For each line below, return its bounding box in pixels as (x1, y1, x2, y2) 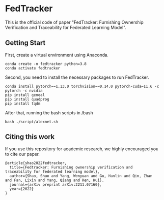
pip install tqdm (5, 101, 41, 106)
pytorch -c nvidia (5, 88, 43, 93)
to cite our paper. (5, 151, 40, 157)
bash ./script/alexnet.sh (5, 119, 58, 124)
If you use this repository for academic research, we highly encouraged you (5, 146, 159, 152)
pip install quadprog (5, 97, 50, 101)
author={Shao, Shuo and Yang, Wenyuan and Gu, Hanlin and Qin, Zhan (9, 173, 153, 178)
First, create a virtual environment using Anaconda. (5, 52, 109, 58)
